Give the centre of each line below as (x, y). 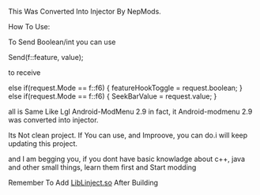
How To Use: (29, 26)
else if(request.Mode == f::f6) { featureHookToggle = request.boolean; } (125, 88)
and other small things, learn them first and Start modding (102, 167)
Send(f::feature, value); (46, 57)
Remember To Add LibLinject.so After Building (83, 182)
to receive (24, 73)
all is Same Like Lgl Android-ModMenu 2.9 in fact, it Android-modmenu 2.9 (130, 111)
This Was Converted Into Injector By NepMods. (85, 11)
